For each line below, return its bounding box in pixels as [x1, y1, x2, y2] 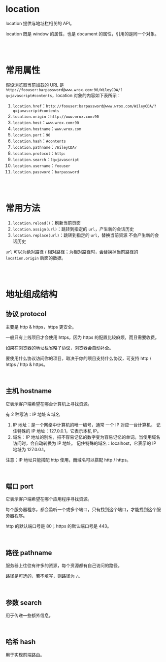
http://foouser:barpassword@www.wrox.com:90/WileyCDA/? [5, 87, 123, 92]
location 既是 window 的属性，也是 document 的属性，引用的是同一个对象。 [5, 31, 159, 36]
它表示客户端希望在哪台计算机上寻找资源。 [5, 400, 92, 407]
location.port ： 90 [12, 132, 51, 137]
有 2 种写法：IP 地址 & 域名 [5, 411, 60, 417]
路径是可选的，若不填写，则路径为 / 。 [5, 573, 83, 579]
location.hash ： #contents [12, 138, 66, 144]
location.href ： [12, 102, 46, 109]
